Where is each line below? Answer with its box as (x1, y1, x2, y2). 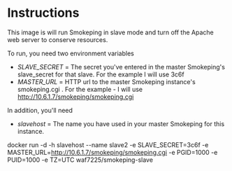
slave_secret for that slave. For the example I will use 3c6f (17, 70, 184, 78)
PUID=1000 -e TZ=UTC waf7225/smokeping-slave (7, 156, 154, 164)
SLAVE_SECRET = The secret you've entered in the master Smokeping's (17, 62, 226, 71)
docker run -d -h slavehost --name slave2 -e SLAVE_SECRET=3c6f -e (7, 140, 209, 149)
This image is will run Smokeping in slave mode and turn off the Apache (7, 28, 215, 36)
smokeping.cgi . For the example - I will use (17, 85, 143, 93)
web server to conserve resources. (7, 35, 108, 43)
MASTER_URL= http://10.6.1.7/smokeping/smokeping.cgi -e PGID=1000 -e (7, 148, 218, 156)
